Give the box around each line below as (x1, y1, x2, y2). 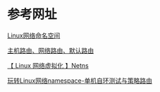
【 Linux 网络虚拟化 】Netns (7, 61, 90, 69)
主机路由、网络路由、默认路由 (7, 46, 94, 54)
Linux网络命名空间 (7, 31, 61, 40)
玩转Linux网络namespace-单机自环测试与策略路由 (7, 76, 153, 85)
